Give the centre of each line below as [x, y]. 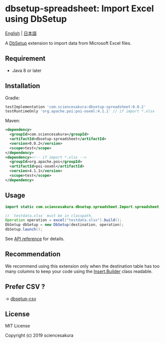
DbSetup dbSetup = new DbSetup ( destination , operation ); [65, 225]
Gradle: [13, 98]
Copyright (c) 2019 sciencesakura [39, 336]
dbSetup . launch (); [24, 229]
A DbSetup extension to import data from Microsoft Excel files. [68, 43]
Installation [23, 86]
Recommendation [33, 254]
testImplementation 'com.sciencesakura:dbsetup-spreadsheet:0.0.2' [76, 107]
